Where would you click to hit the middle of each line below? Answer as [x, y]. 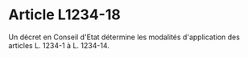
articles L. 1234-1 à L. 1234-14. [59, 45]
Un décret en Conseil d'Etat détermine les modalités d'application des [124, 37]
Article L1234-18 [64, 15]
